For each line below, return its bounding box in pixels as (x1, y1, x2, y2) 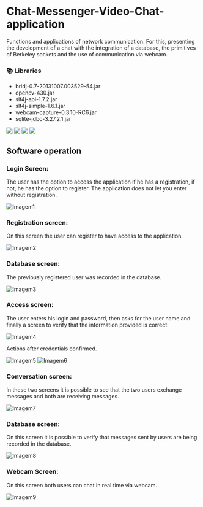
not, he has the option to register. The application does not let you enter (6, 184, 187, 192)
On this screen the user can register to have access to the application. (6, 232, 183, 240)
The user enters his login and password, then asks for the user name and (6, 314, 191, 322)
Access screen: (6, 301, 54, 309)
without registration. (6, 191, 57, 198)
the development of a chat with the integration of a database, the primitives (6, 44, 196, 52)
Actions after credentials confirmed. (6, 345, 97, 352)
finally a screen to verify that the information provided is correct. (6, 321, 169, 328)
